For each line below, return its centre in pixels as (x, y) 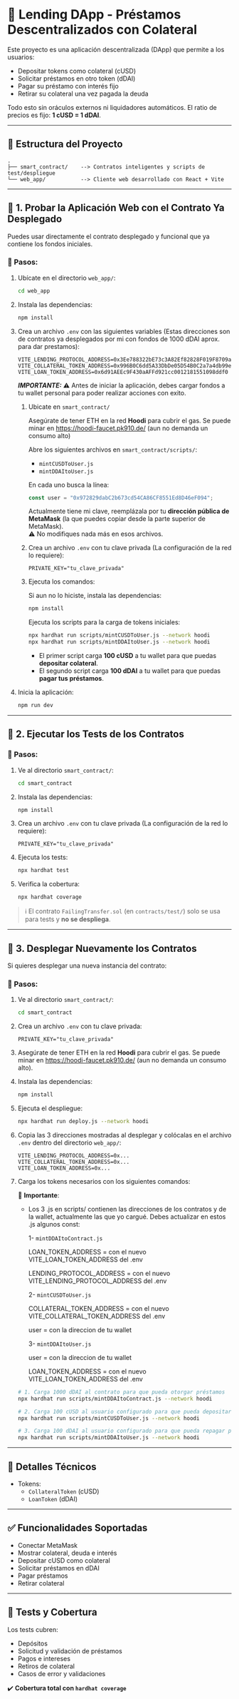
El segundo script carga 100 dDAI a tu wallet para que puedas (130, 671)
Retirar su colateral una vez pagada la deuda (83, 93)
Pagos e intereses (44, 1658)
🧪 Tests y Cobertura (52, 1612)
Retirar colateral (41, 1583)
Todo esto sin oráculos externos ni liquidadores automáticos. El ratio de (112, 107)
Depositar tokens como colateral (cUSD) (77, 71)
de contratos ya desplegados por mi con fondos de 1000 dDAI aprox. (119, 339)
